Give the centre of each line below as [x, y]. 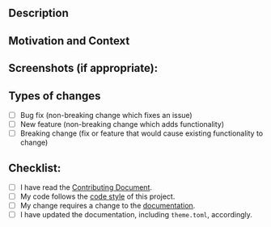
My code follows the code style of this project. [97, 196]
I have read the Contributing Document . [86, 187]
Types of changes [55, 96]
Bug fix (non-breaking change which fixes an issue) [106, 115]
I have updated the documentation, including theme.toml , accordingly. [136, 215]
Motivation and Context [69, 41]
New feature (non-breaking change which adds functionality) [122, 124]
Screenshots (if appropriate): [83, 68]
